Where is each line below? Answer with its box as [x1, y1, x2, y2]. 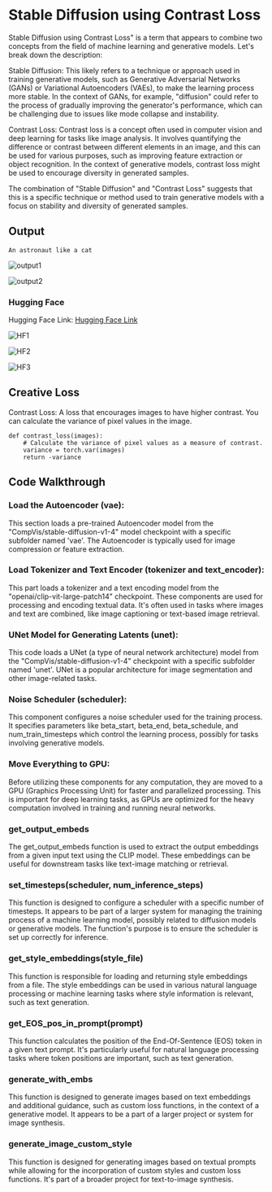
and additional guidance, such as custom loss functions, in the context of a [8, 1101, 260, 1111]
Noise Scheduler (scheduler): [8, 694, 127, 705]
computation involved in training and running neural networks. [8, 803, 217, 813]
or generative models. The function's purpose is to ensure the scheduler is [8, 923, 258, 933]
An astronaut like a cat [8, 246, 93, 254]
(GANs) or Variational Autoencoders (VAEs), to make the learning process [8, 83, 254, 93]
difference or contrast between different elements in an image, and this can [8, 142, 261, 151]
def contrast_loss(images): [8, 431, 104, 440]
